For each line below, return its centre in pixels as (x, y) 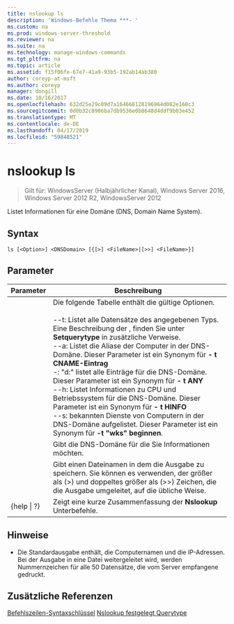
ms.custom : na (28, 26)
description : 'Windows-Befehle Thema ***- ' (73, 20)
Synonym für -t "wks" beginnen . (108, 433)
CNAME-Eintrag (80, 363)
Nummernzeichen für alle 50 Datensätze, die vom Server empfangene (118, 567)
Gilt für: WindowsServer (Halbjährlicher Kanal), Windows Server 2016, (124, 191)
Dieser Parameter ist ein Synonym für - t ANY (128, 381)
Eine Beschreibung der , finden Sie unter (119, 328)
